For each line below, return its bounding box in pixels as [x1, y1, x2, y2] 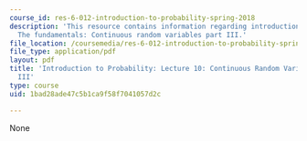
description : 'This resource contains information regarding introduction [9, 22, 301, 31]
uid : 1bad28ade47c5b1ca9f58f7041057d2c [9, 89, 162, 98]
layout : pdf [9, 55, 55, 65]
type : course [9, 81, 59, 90]
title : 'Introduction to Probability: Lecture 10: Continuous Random [9, 65, 281, 74]
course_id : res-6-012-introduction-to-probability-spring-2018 [9, 13, 256, 23]
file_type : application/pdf [9, 47, 117, 56]
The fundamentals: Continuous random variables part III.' [17, 30, 248, 39]
